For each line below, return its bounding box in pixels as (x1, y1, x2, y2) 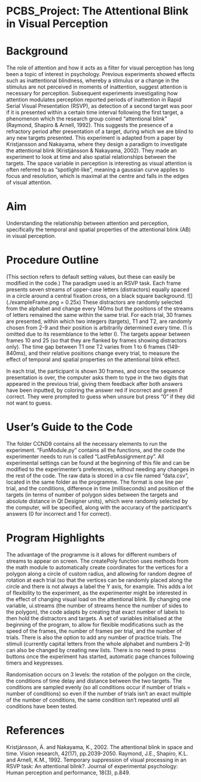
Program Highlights (6, 532, 105, 545)
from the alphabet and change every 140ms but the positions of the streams (6, 305, 194, 312)
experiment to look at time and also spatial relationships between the (6, 153, 176, 161)
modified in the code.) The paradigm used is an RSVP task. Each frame (6, 280, 181, 286)
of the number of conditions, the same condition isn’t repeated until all (6, 696, 179, 704)
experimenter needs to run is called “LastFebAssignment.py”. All (6, 452, 165, 460)
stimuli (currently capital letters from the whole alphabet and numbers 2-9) (6, 640, 190, 647)
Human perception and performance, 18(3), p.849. (6, 769, 130, 776)
